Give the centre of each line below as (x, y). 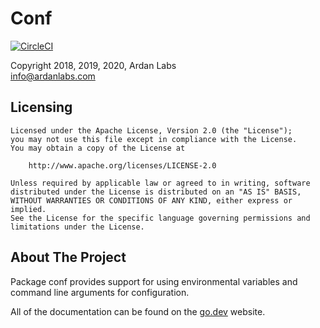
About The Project (68, 257)
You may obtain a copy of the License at (98, 148)
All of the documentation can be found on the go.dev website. (138, 311)
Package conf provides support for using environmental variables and (154, 281)
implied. (28, 209)
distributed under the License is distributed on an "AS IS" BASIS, (156, 192)
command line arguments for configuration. (100, 292)
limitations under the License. (77, 227)
